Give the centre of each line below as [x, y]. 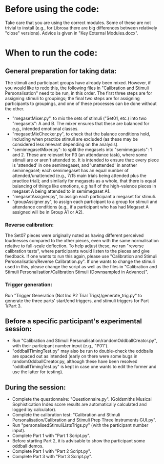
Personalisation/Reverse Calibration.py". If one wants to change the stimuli [80, 261]
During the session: [35, 387]
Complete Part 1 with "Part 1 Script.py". [51, 436]
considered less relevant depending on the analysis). [65, 144]
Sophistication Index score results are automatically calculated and [79, 404]
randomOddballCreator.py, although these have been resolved [75, 361]
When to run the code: [51, 53]
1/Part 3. [13, 306]
